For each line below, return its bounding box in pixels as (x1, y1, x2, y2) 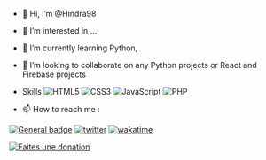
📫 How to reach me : (21, 104, 100, 114)
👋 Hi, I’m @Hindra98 (21, 9, 97, 19)
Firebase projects (21, 69, 87, 80)
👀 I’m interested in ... (21, 26, 98, 35)
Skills (21, 87, 43, 96)
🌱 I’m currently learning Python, (21, 42, 138, 53)
